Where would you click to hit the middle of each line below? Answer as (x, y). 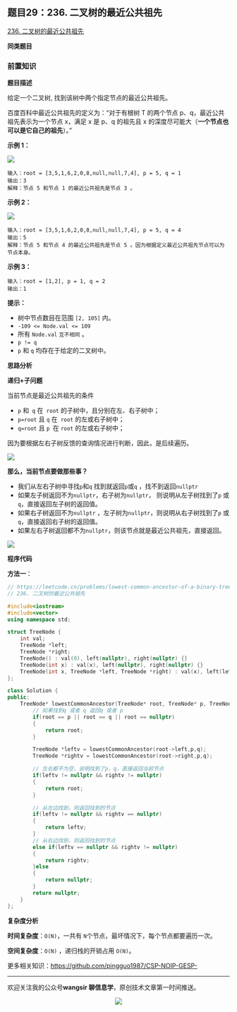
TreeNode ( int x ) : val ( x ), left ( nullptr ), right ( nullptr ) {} (112, 665)
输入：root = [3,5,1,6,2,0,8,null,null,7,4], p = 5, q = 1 (94, 174)
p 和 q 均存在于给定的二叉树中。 (63, 351)
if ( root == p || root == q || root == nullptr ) (104, 717)
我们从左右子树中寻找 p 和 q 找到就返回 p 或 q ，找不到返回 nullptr (108, 486)
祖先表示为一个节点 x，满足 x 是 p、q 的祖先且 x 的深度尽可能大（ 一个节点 (115, 121)
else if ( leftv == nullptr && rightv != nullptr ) (105, 847)
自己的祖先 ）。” (52, 131)
